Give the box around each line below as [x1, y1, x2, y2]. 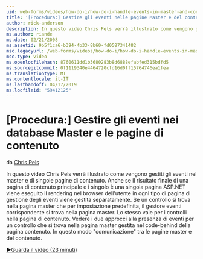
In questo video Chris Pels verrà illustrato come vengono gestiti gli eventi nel [6, 170, 197, 178]
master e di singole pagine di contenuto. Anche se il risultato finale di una [6, 176, 189, 184]
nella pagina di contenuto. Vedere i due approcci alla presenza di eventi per [6, 215, 195, 222]
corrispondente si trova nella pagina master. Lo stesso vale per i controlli [6, 208, 187, 216]
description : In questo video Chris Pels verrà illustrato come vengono [6, 25, 193, 32]
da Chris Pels [6, 158, 39, 166]
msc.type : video [6, 54, 47, 60]
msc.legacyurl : [6, 48, 45, 54]
